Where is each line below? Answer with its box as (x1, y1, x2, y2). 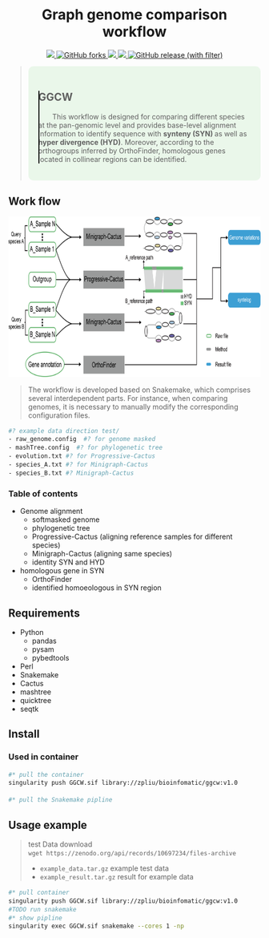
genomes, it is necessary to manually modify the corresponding (27, 402, 239, 411)
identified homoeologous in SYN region (31, 583, 162, 592)
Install (8, 727, 40, 741)
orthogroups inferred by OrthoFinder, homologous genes (38, 146, 226, 156)
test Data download (27, 839, 93, 849)
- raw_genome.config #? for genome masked (8, 435, 156, 443)
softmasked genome (31, 515, 100, 524)
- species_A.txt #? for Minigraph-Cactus (8, 461, 149, 469)
